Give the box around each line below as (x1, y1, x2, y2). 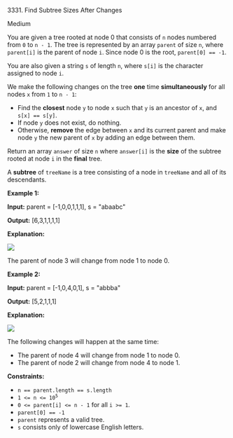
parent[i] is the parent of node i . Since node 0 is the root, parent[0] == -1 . (7, 48, 227, 56)
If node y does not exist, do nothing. (17, 118, 122, 127)
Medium (7, 20, 31, 27)
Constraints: (7, 372, 45, 381)
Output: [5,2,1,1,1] (7, 297, 57, 306)
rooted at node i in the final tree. (7, 154, 103, 163)
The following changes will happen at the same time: (7, 338, 160, 345)
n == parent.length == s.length (17, 387, 112, 394)
